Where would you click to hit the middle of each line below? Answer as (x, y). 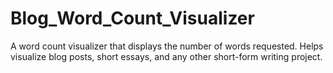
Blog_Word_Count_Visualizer (132, 18)
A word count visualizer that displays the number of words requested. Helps (167, 46)
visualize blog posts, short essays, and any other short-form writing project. (166, 56)
